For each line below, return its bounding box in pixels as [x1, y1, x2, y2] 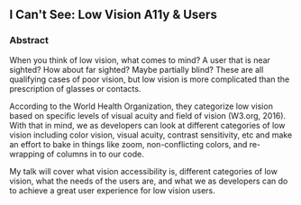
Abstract [9, 34, 50, 47]
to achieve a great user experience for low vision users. [9, 184, 216, 196]
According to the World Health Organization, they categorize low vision [9, 101, 273, 111]
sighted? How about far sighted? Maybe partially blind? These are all [9, 64, 264, 75]
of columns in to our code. [46, 148, 144, 159]
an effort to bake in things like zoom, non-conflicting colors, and [9, 138, 248, 149]
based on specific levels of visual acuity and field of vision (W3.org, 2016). [9, 110, 287, 120]
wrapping [9, 148, 45, 159]
